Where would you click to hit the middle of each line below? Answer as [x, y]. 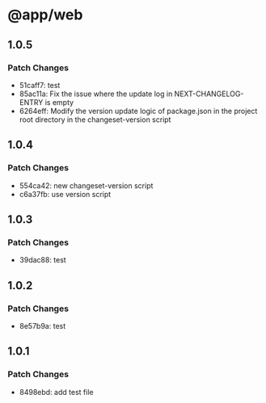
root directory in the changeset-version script [95, 120]
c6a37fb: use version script [65, 194]
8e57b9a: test [42, 325]
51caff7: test [40, 85]
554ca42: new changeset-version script [86, 185]
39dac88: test [42, 260]
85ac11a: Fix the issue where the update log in [96, 94]
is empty [59, 102]
